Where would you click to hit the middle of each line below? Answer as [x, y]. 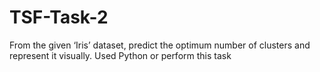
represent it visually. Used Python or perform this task [120, 55]
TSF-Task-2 [59, 17]
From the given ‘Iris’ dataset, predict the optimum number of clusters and [160, 45]
